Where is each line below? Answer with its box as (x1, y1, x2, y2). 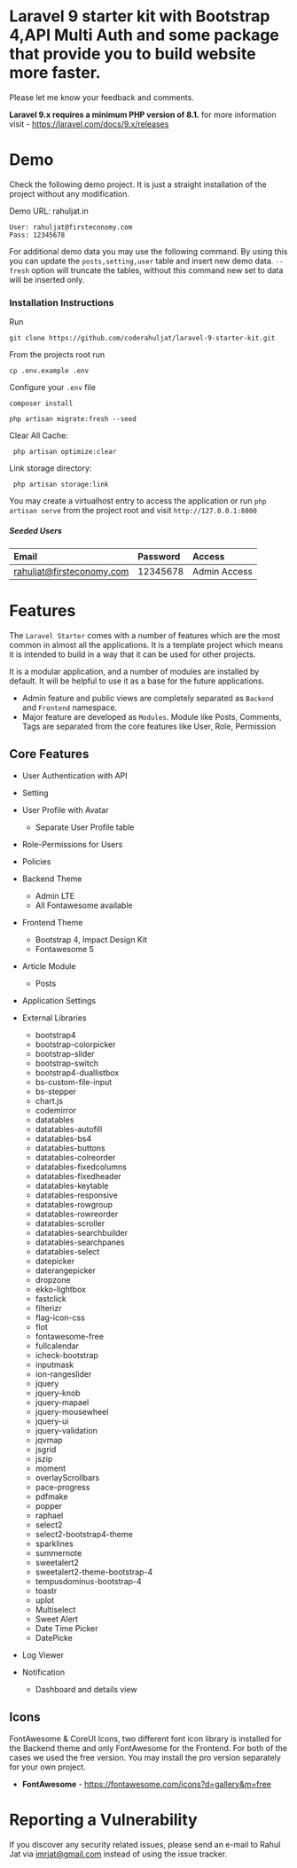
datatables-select (35, 1246, 100, 1256)
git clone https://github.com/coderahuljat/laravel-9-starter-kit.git (9, 334, 276, 343)
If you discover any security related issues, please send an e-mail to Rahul (9, 1839, 281, 1849)
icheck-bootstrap (35, 1349, 99, 1360)
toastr (35, 1585, 58, 1596)
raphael (35, 1510, 64, 1520)
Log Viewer (21, 1649, 65, 1660)
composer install (9, 399, 74, 409)
